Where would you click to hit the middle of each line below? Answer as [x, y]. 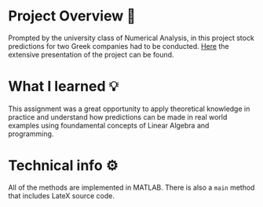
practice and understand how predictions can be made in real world [118, 116]
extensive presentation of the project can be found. [91, 54]
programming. [31, 134]
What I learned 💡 [64, 87]
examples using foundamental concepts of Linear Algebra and [109, 125]
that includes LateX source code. [62, 195]
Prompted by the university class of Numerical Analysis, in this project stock [131, 38]
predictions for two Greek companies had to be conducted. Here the [119, 46]
